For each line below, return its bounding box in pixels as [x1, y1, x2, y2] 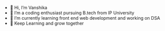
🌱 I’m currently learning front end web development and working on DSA [10, 15, 160, 21]
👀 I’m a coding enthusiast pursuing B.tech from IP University [10, 10, 134, 16]
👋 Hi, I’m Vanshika [10, 5, 48, 10]
